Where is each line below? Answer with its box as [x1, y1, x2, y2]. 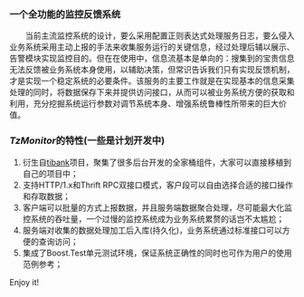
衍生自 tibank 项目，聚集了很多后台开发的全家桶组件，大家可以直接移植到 [22, 157, 292, 168]
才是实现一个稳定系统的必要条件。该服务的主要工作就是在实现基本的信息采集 [9, 75, 295, 87]
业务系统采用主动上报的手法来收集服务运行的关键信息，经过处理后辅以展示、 [9, 42, 295, 53]
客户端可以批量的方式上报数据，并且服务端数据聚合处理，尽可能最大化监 [22, 202, 292, 213]
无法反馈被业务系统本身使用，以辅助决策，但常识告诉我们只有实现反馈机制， [9, 64, 295, 75]
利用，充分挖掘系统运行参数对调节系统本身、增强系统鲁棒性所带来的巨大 [9, 98, 279, 110]
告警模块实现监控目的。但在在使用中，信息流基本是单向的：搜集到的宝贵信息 [9, 53, 295, 64]
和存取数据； [22, 190, 71, 201]
